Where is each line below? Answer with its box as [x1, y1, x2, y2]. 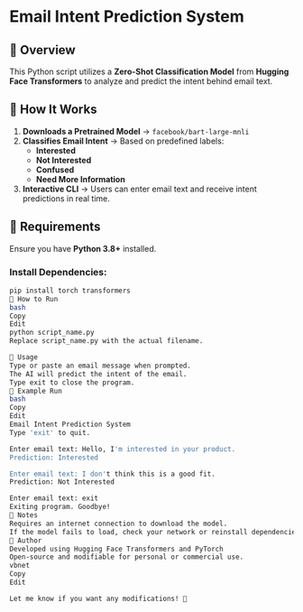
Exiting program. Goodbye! [9, 503, 111, 512]
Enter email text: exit [9, 494, 99, 503]
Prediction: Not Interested [9, 478, 115, 487]
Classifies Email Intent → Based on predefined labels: [22, 135, 225, 146]
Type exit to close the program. [9, 377, 135, 387]
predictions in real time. [22, 192, 111, 204]
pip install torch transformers [9, 286, 131, 295]
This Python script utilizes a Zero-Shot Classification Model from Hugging [9, 66, 289, 77]
